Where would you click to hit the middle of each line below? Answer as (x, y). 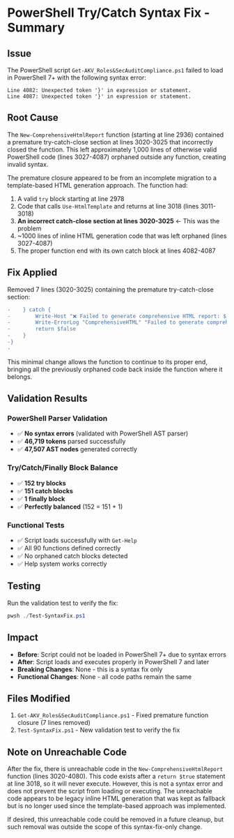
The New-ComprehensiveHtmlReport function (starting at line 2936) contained (116, 135)
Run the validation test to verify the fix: (63, 603)
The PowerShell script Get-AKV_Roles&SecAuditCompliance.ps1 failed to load (115, 70)
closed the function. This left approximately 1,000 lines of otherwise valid (112, 149)
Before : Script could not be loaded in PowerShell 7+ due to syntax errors (122, 654)
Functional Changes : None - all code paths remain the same (104, 676)
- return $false (42, 329)
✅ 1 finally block (41, 499)
